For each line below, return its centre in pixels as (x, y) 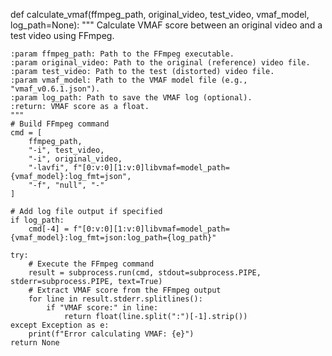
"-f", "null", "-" (66, 185)
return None (35, 343)
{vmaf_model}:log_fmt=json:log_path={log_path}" (113, 238)
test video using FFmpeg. (62, 35)
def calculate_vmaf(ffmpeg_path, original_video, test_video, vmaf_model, (160, 14)
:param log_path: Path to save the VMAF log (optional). (131, 98)
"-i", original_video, (75, 159)
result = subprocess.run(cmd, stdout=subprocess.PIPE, (145, 273)
